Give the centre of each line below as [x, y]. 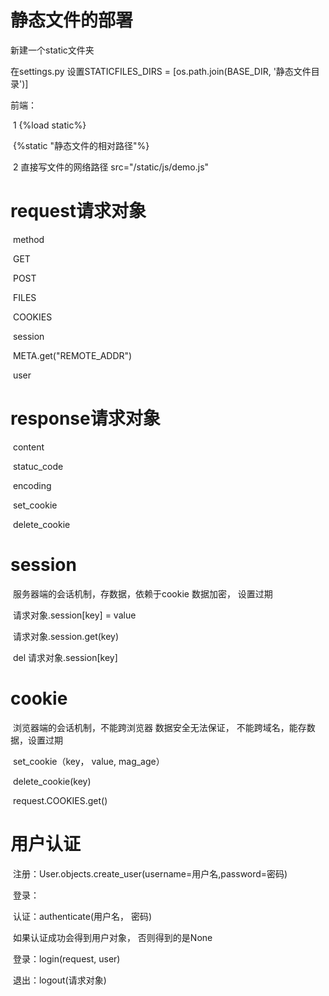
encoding [32, 485]
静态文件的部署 [72, 20]
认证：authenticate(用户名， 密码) [82, 916]
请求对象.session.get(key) [66, 636]
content [28, 447]
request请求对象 [78, 211]
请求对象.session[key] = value [74, 615]
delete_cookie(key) [52, 781]
